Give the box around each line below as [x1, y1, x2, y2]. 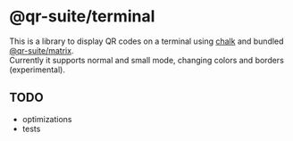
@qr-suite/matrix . [9, 45, 74, 55]
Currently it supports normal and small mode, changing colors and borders [9, 54, 284, 65]
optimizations [21, 113, 73, 124]
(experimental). [9, 64, 65, 75]
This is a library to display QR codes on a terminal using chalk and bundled [9, 36, 284, 46]
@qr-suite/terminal [9, 6, 155, 27]
